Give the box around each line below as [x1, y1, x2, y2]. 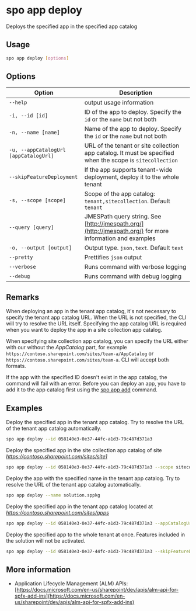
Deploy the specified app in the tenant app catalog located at [6, 503, 153, 510]
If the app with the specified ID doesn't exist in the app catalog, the [6, 374, 167, 381]
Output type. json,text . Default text [84, 244, 184, 252]
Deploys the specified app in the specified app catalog [6, 23, 138, 30]
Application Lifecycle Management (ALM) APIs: [14, 580, 128, 587]
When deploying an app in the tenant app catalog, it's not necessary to [6, 308, 177, 315]
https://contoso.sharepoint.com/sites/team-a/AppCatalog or [6, 350, 154, 357]
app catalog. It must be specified [84, 149, 174, 157]
